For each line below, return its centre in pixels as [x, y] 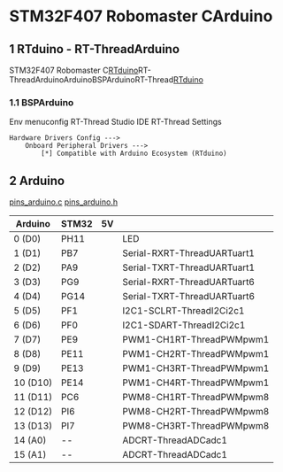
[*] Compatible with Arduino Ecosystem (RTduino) [134, 154]
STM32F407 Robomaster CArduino [141, 16]
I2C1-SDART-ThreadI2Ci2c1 [184, 325]
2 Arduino [37, 180]
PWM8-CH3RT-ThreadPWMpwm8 [196, 426]
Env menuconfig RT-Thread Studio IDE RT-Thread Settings [116, 122]
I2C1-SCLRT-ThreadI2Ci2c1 [184, 311]
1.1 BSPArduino [42, 102]
